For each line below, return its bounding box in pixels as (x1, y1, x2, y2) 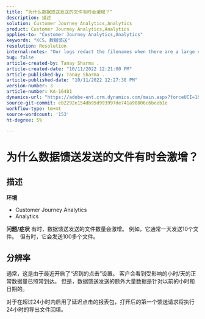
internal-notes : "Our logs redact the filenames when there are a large (6, 49, 195, 55)
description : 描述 (6, 15, 51, 21)
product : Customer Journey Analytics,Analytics (6, 26, 130, 32)
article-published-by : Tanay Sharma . (6, 71, 105, 78)
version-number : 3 (6, 83, 53, 89)
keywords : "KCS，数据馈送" (6, 37, 70, 43)
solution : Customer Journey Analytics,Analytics (6, 20, 132, 26)
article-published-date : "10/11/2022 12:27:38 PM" (6, 77, 138, 83)
